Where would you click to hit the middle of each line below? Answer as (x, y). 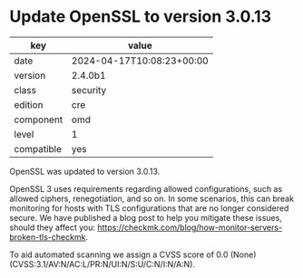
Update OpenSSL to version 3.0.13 (141, 17)
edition (29, 104)
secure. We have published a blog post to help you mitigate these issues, (146, 217)
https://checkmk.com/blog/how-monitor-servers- (190, 227)
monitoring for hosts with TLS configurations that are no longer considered (149, 208)
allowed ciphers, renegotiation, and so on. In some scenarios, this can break (152, 198)
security (89, 90)
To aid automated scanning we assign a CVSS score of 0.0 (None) (133, 254)
